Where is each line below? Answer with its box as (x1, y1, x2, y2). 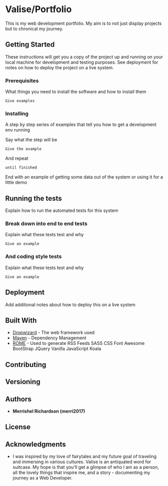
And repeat (5, 155, 29, 161)
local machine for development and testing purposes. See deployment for (5, 59, 158, 65)
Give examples (5, 99, 35, 104)
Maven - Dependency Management (12, 335, 87, 341)
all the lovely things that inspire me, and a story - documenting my (12, 469, 150, 476)
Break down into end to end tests (5, 220, 88, 227)
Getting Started (5, 40, 55, 49)
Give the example (5, 147, 42, 152)
